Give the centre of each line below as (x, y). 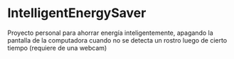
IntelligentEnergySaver (77, 13)
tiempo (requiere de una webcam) (57, 48)
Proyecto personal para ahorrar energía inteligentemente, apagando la (110, 33)
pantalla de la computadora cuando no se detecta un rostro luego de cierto (117, 40)
